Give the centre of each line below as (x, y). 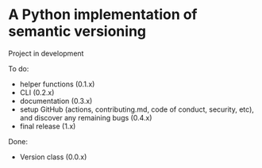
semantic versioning (77, 31)
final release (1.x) (48, 126)
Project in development (46, 53)
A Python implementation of (103, 15)
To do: (19, 68)
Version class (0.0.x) (53, 157)
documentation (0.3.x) (56, 101)
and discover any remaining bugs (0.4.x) (86, 117)
